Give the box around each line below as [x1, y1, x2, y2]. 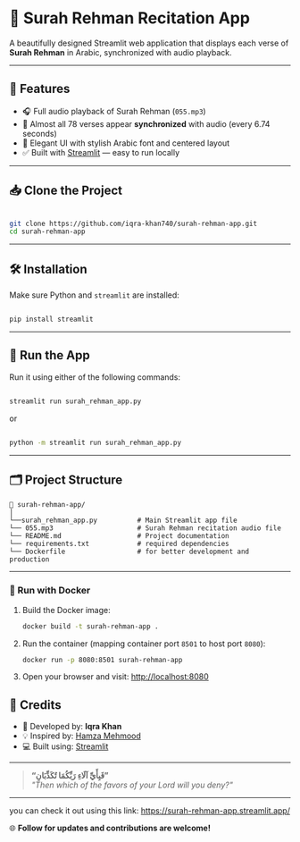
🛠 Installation [9, 261, 87, 276]
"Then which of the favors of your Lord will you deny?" [30, 779, 234, 790]
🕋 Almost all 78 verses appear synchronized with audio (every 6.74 [21, 118, 271, 129]
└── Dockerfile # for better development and [9, 547, 250, 557]
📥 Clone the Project [9, 183, 123, 198]
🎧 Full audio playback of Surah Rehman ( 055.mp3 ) [21, 105, 207, 116]
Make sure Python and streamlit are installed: [9, 290, 180, 300]
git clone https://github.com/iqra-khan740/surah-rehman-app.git [9, 219, 257, 228]
